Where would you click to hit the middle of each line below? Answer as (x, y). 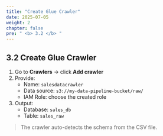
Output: (24, 103)
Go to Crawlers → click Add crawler (59, 72)
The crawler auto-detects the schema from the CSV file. (89, 127)
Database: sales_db (47, 109)
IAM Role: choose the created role (65, 97)
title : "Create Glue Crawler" (43, 12)
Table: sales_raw (43, 115)
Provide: (25, 78)
